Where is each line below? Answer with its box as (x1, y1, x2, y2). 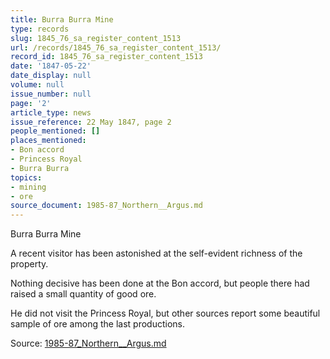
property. (10, 258, 49, 270)
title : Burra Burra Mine (10, 14, 114, 25)
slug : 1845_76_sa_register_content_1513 (10, 33, 182, 43)
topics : (10, 172, 43, 183)
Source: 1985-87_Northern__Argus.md (10, 337, 167, 350)
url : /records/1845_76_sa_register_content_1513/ (10, 42, 222, 53)
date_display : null (10, 71, 92, 81)
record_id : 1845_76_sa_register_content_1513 (10, 52, 203, 62)
